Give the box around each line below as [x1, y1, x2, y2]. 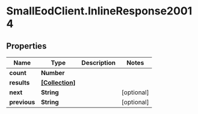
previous [9, 98, 36, 106]
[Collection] [41, 79, 76, 86]
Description [81, 59, 116, 67]
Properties [6, 41, 47, 51]
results [9, 79, 30, 86]
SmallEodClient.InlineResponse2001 [6, 4, 193, 18]
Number [41, 69, 65, 77]
